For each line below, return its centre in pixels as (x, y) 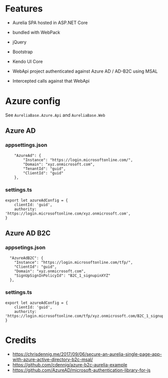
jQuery (19, 42)
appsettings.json (26, 145)
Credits (21, 340)
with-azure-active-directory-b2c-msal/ (53, 359)
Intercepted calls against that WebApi (51, 81)
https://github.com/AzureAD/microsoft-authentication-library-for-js (81, 370)
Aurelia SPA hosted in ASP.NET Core (50, 23)
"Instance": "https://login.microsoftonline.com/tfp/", (74, 262)
